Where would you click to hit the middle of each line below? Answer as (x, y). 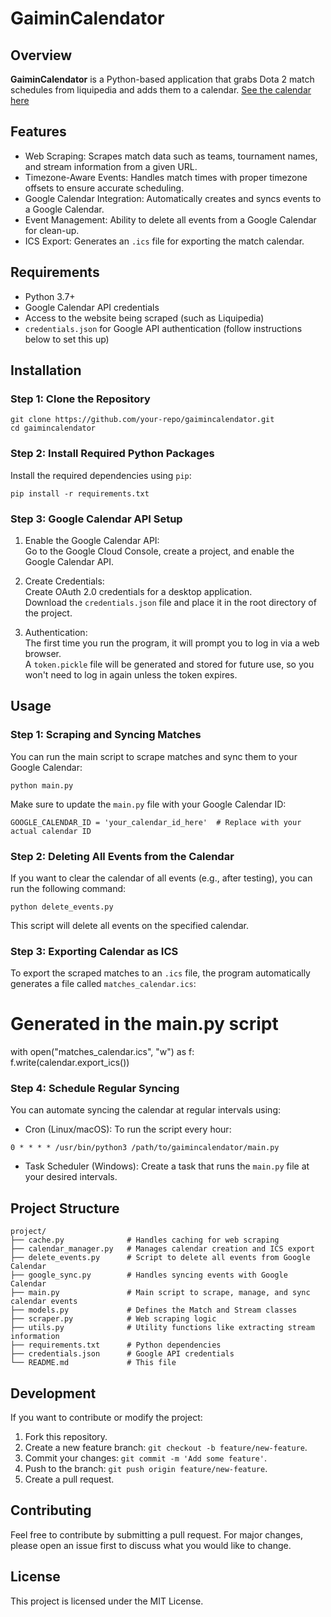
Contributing (51, 1510)
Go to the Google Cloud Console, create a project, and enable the (159, 551)
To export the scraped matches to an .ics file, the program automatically (160, 973)
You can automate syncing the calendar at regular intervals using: (146, 1110)
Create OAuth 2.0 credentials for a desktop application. (138, 591)
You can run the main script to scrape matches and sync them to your (154, 756)
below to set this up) (67, 339)
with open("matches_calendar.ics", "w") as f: (102, 1052)
